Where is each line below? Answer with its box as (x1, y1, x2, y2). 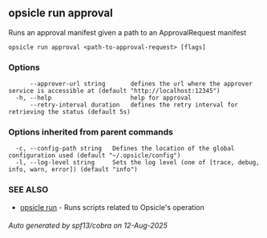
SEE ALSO (8, 184, 49, 196)
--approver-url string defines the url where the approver (29, 80, 253, 88)
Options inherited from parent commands (8, 127, 174, 138)
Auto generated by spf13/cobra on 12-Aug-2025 (8, 220, 168, 231)
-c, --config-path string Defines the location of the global (15, 144, 235, 153)
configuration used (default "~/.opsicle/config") (8, 151, 181, 159)
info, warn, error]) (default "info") (8, 166, 138, 174)
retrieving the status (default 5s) (8, 108, 131, 116)
